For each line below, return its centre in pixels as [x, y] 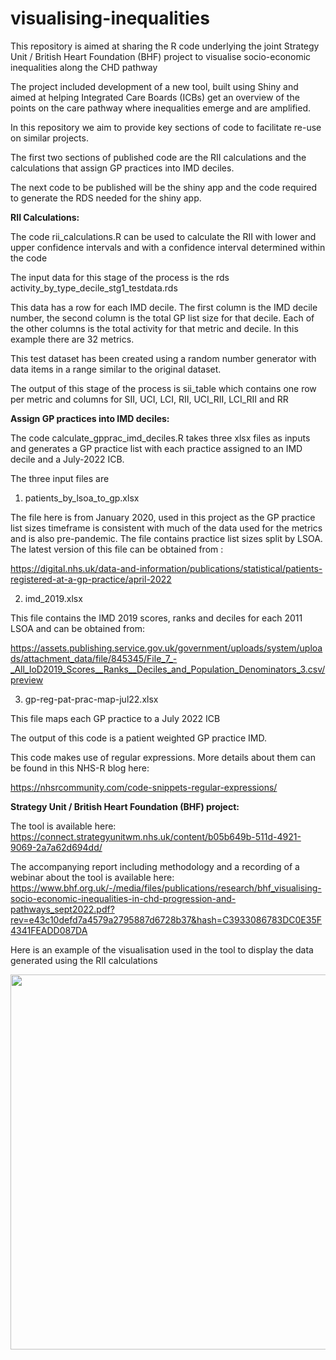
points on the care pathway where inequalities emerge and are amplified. [161, 108]
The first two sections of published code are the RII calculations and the [158, 157]
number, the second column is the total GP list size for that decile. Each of [162, 318]
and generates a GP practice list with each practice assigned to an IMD [156, 448]
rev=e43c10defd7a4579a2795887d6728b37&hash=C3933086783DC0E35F [166, 919]
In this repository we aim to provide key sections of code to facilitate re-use [166, 127]
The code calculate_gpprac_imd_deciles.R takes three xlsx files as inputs [160, 438]
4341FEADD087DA [49, 930]
